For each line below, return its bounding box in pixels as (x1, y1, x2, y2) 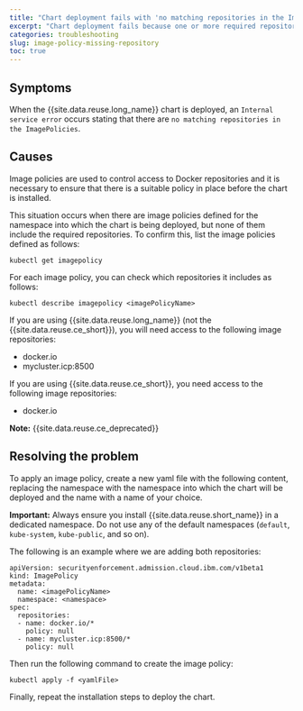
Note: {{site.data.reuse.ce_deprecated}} (9, 423, 160, 433)
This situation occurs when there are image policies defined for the (9, 209, 259, 221)
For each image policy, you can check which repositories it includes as (9, 271, 272, 282)
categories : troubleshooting (9, 30, 119, 39)
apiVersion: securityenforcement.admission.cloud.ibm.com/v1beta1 (9, 563, 264, 572)
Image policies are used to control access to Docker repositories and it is (9, 173, 280, 184)
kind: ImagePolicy (9, 571, 78, 580)
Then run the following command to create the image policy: (9, 658, 234, 669)
